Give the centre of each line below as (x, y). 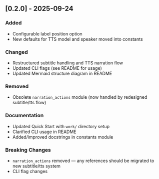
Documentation (24, 116)
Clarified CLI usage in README (44, 132)
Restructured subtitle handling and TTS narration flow (68, 63)
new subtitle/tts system (36, 166)
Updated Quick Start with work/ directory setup (61, 126)
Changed (17, 52)
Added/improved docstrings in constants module (63, 137)
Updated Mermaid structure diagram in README (62, 73)
